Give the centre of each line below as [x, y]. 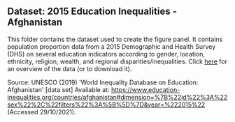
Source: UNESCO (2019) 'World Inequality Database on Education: [103, 82]
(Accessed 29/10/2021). [42, 112]
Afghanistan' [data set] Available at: [58, 89]
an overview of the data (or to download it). [70, 68]
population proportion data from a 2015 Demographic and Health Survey [111, 46]
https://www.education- [145, 89]
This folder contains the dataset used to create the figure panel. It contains [115, 39]
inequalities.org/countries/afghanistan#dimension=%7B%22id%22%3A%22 [117, 97]
